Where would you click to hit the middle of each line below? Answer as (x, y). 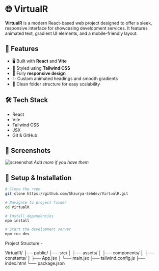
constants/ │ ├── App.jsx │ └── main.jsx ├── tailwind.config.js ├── (75, 258)
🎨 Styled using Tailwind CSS (41, 68)
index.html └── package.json (35, 263)
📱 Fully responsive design (39, 73)
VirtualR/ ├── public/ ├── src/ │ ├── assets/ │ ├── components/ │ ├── (79, 253)
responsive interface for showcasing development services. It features (77, 28)
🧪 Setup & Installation (39, 178)
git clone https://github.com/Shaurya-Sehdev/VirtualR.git (67, 194)
